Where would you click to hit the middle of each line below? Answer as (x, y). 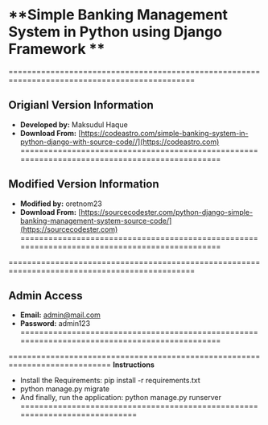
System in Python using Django (115, 32)
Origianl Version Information (81, 105)
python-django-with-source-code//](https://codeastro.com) (120, 142)
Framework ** (57, 49)
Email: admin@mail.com (60, 315)
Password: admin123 (55, 324)
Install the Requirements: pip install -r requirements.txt (110, 381)
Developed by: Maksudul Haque (74, 124)
